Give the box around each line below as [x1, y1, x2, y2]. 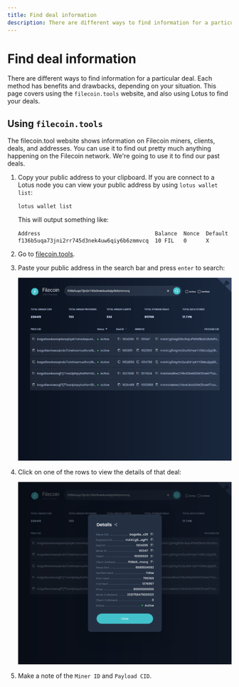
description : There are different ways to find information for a [7, 19, 208, 26]
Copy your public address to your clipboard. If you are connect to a [17, 173, 215, 182]
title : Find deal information [7, 11, 97, 19]
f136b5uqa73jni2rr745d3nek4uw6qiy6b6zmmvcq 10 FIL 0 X [17, 238, 210, 245]
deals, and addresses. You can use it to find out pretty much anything [7, 144, 211, 153]
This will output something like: [17, 215, 109, 224]
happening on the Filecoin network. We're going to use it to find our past [7, 152, 221, 161]
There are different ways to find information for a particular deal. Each [7, 74, 213, 83]
